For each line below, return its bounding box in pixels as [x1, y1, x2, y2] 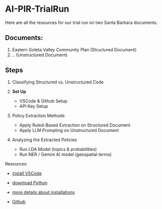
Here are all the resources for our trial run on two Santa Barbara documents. [5, 20, 158, 25]
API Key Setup [19, 103, 49, 109]
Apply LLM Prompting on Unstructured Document [19, 127, 119, 133]
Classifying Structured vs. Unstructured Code [12, 79, 104, 85]
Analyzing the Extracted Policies [12, 137, 77, 143]
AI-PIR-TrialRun [5, 3, 70, 15]
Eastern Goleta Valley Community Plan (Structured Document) [12, 46, 137, 52]
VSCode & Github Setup [19, 98, 68, 104]
